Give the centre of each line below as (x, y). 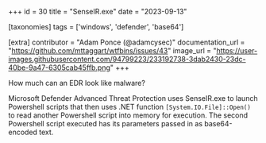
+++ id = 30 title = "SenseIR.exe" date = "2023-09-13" (98, 12)
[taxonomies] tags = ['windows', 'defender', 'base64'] (96, 27)
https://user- (237, 50)
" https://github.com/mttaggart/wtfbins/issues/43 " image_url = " (112, 50)
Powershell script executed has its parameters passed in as (106, 124)
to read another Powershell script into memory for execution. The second (128, 115)
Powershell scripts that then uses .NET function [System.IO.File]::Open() (130, 107)
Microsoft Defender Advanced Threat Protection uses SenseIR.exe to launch (133, 98)
